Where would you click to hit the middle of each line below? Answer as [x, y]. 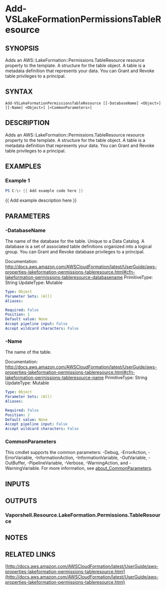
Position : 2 [17, 415]
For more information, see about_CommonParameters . [97, 468]
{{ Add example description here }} [41, 200]
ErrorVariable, [19, 458]
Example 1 [18, 180]
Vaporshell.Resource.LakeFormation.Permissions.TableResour [83, 515]
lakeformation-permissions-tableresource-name [55, 378]
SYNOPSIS [22, 48]
